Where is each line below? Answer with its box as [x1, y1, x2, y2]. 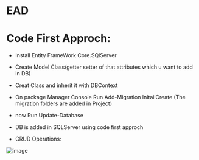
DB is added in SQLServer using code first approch [15, 123, 144, 131]
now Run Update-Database [15, 112, 84, 119]
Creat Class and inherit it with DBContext [15, 82, 118, 89]
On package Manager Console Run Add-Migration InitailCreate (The [15, 94, 186, 101]
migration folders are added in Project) [15, 100, 113, 107]
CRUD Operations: [15, 135, 62, 143]
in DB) [15, 70, 31, 77]
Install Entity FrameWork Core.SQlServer [15, 52, 117, 59]
